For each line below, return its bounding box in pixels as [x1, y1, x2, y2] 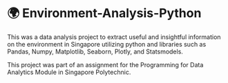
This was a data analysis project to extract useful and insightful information [7, 32, 221, 41]
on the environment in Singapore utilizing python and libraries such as [7, 40, 207, 48]
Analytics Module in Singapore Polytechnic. [7, 68, 131, 76]
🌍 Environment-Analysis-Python [7, 5, 202, 21]
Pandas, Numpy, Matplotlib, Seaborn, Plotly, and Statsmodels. [7, 47, 183, 56]
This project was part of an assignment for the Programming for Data [7, 60, 204, 69]
